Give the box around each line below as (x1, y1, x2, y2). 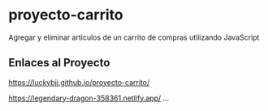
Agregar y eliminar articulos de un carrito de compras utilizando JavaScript (8, 32, 260, 42)
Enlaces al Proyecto (8, 56, 110, 70)
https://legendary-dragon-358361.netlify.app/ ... (8, 93, 170, 103)
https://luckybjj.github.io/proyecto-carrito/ (8, 77, 150, 87)
